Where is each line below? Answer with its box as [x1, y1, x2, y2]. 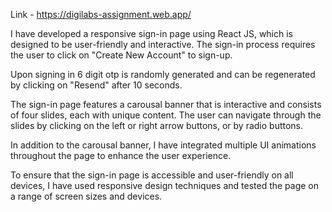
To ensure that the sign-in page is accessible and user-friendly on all [10, 169, 294, 181]
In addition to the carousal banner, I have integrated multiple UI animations [10, 139, 317, 151]
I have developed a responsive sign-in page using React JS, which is [10, 28, 294, 39]
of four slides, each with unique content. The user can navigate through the [10, 109, 322, 121]
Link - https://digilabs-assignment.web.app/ [10, 9, 192, 20]
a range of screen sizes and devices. [10, 190, 163, 202]
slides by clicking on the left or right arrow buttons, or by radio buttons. [10, 120, 304, 131]
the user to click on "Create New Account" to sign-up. [10, 49, 233, 61]
